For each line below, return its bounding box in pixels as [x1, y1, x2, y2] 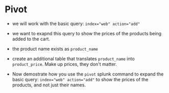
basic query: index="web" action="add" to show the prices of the [12, 76, 149, 82]
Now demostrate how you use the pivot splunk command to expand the [12, 71, 164, 77]
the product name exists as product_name [12, 45, 98, 52]
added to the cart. [12, 36, 51, 42]
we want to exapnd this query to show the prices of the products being [12, 30, 162, 36]
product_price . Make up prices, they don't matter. [12, 61, 117, 67]
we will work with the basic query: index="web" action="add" [12, 20, 140, 27]
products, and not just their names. [12, 82, 86, 88]
